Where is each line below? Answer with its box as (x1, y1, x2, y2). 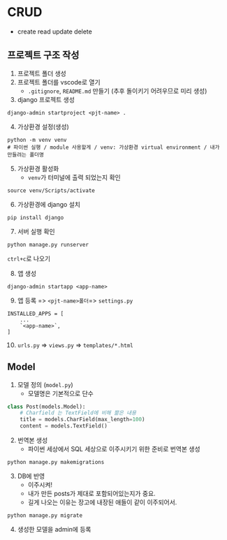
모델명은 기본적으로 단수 (27, 389, 94, 397)
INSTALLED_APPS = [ (7, 310, 64, 317)
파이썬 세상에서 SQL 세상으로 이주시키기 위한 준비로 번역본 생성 (27, 445, 200, 453)
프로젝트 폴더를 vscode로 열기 (17, 78, 101, 86)
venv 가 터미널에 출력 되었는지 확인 (27, 173, 121, 182)
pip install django (7, 214, 64, 221)
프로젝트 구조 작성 (7, 50, 80, 61)
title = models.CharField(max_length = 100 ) (20, 416, 145, 423)
